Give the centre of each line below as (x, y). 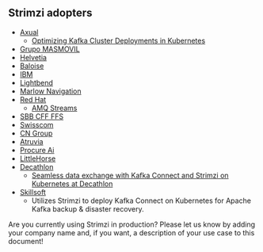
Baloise (32, 66)
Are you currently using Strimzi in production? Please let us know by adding (132, 224)
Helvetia (33, 57)
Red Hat (33, 99)
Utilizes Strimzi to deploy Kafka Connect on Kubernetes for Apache (141, 200)
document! (26, 241)
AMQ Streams (54, 108)
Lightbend (36, 82)
